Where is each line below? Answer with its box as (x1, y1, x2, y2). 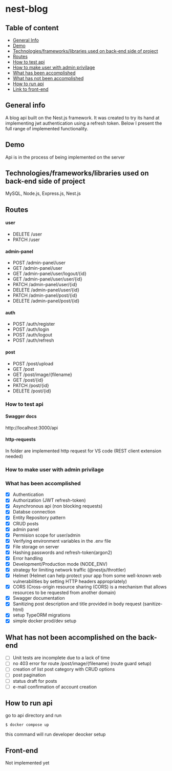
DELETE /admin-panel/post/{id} (12, 298, 80, 304)
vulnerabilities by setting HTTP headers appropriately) (12, 578, 127, 585)
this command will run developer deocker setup (5, 732, 106, 738)
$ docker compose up (5, 722, 50, 727)
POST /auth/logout (12, 332, 53, 338)
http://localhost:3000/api (5, 424, 58, 431)
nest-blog (5, 3, 48, 15)
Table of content (5, 24, 59, 32)
